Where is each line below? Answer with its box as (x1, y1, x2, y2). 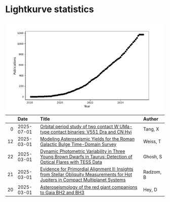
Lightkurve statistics (5, 4, 94, 15)
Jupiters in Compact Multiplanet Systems (40, 177, 126, 183)
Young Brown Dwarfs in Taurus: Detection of (40, 154, 133, 160)
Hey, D (143, 187, 158, 193)
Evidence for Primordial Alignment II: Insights (40, 166, 134, 172)
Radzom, (143, 169, 162, 175)
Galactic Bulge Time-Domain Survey (40, 141, 117, 147)
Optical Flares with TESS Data (40, 159, 102, 165)
